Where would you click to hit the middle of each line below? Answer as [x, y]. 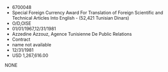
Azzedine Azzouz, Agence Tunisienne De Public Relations [72, 34]
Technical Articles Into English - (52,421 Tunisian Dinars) [70, 18]
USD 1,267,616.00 [30, 55]
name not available [31, 45]
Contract [21, 39]
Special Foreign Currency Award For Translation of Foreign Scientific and [88, 13]
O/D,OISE [21, 23]
